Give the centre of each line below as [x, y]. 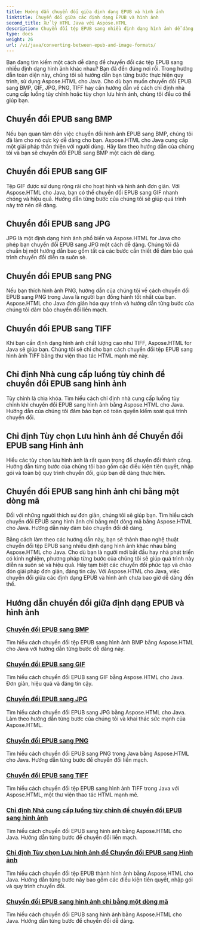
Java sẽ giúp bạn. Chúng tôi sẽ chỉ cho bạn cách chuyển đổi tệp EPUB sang [99, 349]
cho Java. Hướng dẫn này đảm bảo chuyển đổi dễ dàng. [75, 528]
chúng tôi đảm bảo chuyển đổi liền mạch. [57, 310]
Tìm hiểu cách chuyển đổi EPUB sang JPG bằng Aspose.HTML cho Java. [96, 712]
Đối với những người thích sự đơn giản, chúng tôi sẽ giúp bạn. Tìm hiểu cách [100, 515]
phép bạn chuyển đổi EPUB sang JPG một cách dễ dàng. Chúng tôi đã [93, 245]
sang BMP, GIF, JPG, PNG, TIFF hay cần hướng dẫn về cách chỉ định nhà [96, 87]
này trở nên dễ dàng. [32, 205]
